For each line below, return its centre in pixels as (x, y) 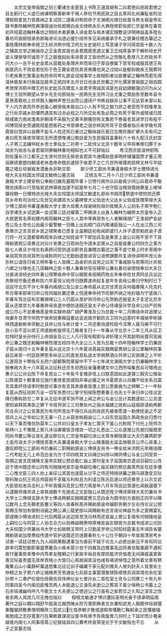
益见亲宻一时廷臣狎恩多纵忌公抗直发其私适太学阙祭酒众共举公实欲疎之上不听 (83, 355)
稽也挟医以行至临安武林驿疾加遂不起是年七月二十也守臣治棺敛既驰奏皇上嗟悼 (83, 187)
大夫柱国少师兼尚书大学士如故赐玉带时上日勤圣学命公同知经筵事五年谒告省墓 (83, 529)
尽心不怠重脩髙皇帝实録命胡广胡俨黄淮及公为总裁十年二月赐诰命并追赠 (85, 312)
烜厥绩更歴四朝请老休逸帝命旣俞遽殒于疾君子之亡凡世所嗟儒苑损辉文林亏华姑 (83, 162)
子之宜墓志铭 (18, 628)
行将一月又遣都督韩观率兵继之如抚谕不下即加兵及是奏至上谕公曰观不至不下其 (83, 237)
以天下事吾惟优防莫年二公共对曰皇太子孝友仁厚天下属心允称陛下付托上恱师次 (83, 423)
